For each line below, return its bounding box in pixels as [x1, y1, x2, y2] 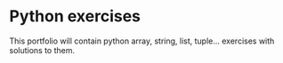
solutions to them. [9, 44, 76, 55]
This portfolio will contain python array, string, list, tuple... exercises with [9, 35, 275, 46]
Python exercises [9, 6, 141, 27]
